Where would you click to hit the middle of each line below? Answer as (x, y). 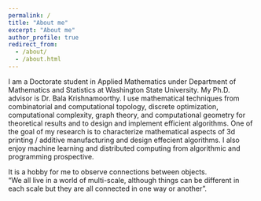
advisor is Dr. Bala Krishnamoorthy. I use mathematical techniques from (124, 98)
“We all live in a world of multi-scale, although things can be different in (124, 180)
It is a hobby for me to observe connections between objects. (108, 172)
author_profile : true (44, 37)
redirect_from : (33, 45)
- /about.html (38, 60)
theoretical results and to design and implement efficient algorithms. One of (130, 123)
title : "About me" (38, 23)
